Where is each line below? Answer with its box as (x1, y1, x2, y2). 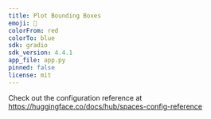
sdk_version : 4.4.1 (8, 49, 73, 57)
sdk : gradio (8, 42, 48, 50)
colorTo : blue (8, 34, 56, 42)
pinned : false (8, 64, 56, 72)
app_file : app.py (8, 57, 66, 65)
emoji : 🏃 (8, 19, 37, 27)
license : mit (8, 71, 52, 79)
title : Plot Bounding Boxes (8, 11, 102, 20)
